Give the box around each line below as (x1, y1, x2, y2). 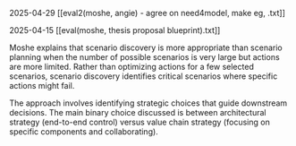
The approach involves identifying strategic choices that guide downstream (9, 98, 288, 108)
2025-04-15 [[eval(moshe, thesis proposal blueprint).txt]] (9, 25, 221, 35)
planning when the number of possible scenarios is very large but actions (9, 52, 280, 62)
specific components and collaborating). (9, 126, 158, 137)
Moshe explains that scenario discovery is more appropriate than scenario (9, 42, 283, 53)
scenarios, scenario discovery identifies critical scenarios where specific (9, 71, 278, 82)
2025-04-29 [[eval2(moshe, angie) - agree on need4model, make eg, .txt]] (9, 8, 286, 18)
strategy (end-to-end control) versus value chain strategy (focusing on (9, 116, 270, 127)
